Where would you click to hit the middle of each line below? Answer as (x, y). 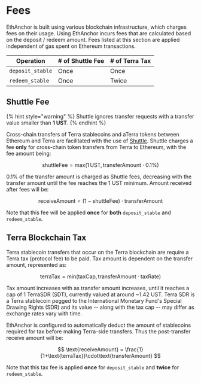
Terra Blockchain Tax (46, 238)
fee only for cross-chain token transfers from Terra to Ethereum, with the (96, 147)
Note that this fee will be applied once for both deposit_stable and (89, 212)
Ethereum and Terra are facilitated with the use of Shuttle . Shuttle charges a (100, 141)
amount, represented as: (36, 265)
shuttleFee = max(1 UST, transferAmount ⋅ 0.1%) (100, 165)
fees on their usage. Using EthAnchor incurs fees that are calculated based (99, 33)
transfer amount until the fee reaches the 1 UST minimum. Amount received (99, 183)
